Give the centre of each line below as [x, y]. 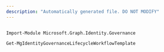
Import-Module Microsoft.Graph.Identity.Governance [71, 33]
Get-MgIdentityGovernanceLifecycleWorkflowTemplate [71, 43]
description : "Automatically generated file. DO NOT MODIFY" [83, 12]
